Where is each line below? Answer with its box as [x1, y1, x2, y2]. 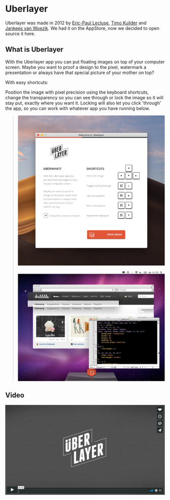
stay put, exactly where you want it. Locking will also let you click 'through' [5, 100, 161, 106]
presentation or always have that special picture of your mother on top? [5, 69, 154, 75]
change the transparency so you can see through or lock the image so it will [5, 94, 163, 100]
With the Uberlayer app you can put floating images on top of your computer [5, 59, 165, 65]
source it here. [5, 30, 35, 36]
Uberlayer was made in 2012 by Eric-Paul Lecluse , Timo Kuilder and [5, 20, 147, 26]
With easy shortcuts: [5, 79, 49, 85]
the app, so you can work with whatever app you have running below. [5, 105, 150, 111]
